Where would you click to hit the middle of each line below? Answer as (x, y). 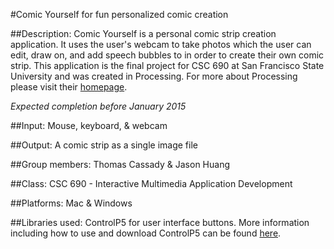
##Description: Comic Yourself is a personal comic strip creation (143, 33)
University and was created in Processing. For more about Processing (154, 76)
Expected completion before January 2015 (98, 106)
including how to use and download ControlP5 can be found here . (146, 233)
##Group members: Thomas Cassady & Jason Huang (120, 164)
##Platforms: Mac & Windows (71, 203)
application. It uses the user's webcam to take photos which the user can (161, 44)
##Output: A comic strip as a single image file (104, 145)
